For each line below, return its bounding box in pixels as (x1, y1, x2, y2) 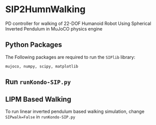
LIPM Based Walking (5, 95, 72, 104)
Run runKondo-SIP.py (5, 78, 71, 86)
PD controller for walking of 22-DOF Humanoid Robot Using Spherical (5, 20, 151, 26)
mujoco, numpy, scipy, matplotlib (5, 64, 79, 69)
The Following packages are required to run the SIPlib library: (5, 54, 136, 60)
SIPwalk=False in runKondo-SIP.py (5, 113, 76, 120)
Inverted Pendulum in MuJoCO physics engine (5, 25, 103, 32)
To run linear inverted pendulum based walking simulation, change (5, 108, 145, 114)
